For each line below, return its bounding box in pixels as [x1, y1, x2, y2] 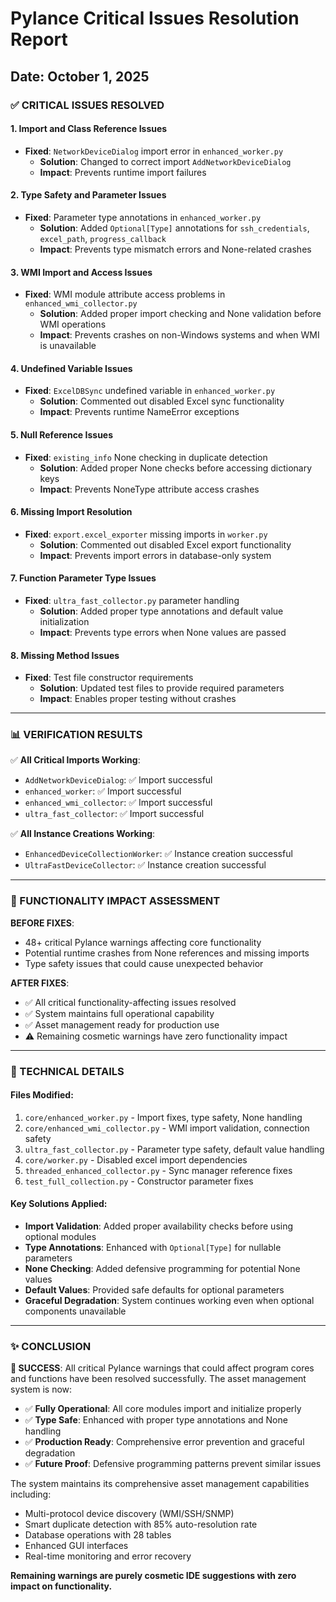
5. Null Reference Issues [10, 428, 114, 441]
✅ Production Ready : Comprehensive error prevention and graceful [24, 1436, 305, 1448]
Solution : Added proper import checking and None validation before [39, 308, 322, 320]
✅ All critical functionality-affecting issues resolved [24, 996, 237, 1008]
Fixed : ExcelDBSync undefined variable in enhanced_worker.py [24, 385, 276, 397]
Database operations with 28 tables [24, 1529, 172, 1541]
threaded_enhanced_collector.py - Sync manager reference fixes [24, 1164, 293, 1176]
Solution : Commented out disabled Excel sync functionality [39, 395, 285, 407]
